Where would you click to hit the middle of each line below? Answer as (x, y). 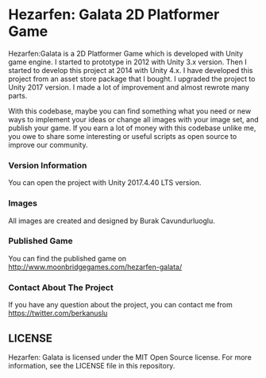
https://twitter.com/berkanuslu (58, 313)
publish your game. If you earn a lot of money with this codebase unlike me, (132, 128)
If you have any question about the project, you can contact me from (120, 305)
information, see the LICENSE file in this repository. (92, 365)
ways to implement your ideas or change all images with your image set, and (133, 119)
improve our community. (48, 145)
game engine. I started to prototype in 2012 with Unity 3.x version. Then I (128, 62)
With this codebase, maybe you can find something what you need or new (130, 111)
